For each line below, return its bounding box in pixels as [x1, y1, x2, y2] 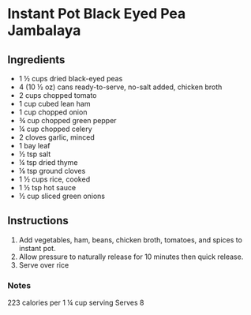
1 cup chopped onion [18, 107, 88, 117]
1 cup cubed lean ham [18, 99, 91, 108]
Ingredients [7, 53, 66, 66]
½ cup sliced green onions [18, 191, 106, 201]
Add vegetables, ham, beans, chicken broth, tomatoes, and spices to [18, 234, 242, 245]
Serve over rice [18, 260, 69, 269]
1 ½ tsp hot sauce [18, 183, 77, 192]
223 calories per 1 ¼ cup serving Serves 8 [7, 298, 144, 308]
